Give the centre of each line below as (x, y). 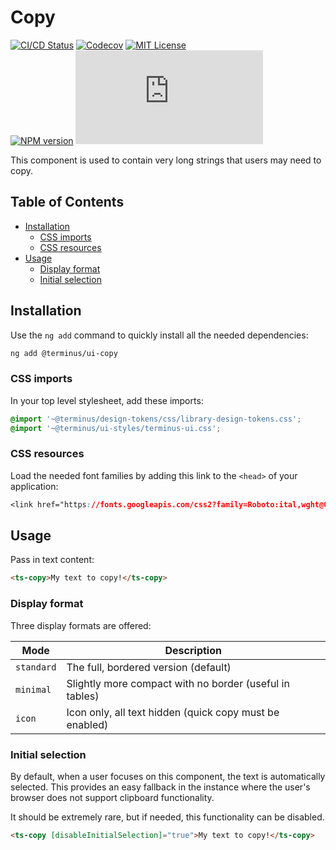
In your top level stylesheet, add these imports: (107, 400)
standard (36, 667)
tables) (83, 696)
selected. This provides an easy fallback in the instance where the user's (160, 787)
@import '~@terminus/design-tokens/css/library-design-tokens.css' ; (156, 419)
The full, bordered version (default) (149, 667)
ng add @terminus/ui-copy (64, 353)
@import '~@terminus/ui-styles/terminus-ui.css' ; (116, 428)
